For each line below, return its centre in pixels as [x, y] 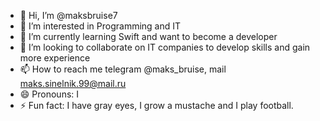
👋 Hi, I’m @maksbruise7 [68, 15]
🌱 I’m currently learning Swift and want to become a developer [148, 36]
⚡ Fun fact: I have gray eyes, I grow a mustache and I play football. [156, 105]
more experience [55, 58]
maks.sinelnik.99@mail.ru [73, 83]
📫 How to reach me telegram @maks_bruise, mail [123, 69]
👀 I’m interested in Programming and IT [100, 26]
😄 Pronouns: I [49, 94]
